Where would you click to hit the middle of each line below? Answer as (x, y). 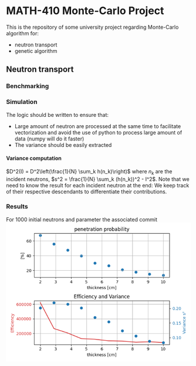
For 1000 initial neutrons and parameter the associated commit (82, 219)
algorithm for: (23, 33)
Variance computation (34, 158)
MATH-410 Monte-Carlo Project (85, 11)
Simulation (22, 102)
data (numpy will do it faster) (49, 139)
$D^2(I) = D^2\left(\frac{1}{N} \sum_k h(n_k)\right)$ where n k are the (89, 172)
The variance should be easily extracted (63, 145)
